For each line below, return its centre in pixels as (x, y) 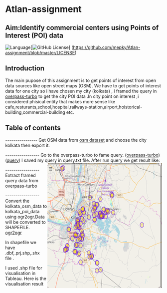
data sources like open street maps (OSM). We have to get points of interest (83, 85)
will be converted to (25, 222)
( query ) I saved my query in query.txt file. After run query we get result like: (83, 160)
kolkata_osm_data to (26, 206)
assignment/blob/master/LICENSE (40, 53)
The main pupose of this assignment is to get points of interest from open (81, 80)
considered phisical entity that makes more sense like (60, 101)
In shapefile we (21, 242)
